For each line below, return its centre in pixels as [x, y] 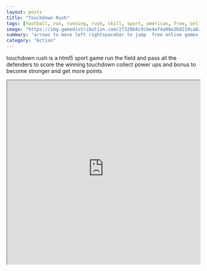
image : [15, 29]
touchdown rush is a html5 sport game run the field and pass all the [92, 58]
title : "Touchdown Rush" [38, 18]
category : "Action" [31, 40]
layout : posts [24, 12]
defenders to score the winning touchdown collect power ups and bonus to [101, 64]
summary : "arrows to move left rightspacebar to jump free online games [103, 35]
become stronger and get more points [54, 71]
